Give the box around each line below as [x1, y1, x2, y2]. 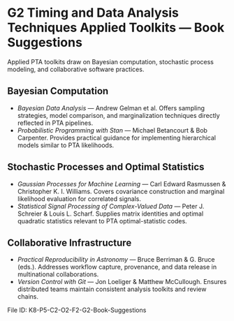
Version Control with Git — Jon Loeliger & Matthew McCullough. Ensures [17, 278, 227, 286]
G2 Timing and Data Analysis [7, 5, 180, 21]
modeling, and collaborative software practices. [7, 65, 145, 73]
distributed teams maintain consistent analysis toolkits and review [17, 285, 207, 294]
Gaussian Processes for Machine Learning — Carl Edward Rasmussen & [17, 179, 226, 188]
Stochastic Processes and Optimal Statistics [7, 161, 205, 173]
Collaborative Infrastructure [7, 237, 132, 248]
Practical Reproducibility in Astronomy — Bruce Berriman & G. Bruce [17, 255, 215, 264]
